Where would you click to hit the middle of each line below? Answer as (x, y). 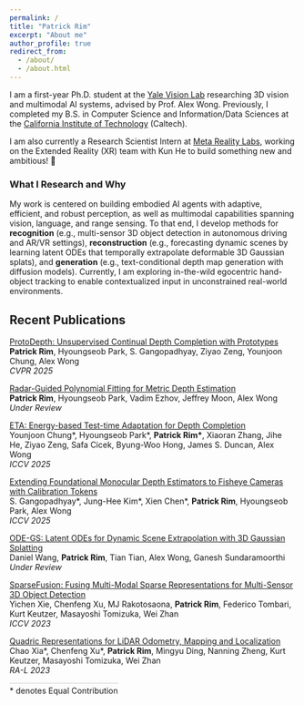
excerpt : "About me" (49, 35)
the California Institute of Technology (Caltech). (99, 123)
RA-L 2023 (30, 669)
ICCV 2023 (30, 623)
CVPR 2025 (31, 371)
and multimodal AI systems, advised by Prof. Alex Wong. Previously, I (139, 104)
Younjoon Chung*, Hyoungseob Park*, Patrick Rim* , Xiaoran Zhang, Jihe (146, 434)
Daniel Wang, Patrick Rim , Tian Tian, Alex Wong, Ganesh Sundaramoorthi (147, 557)
